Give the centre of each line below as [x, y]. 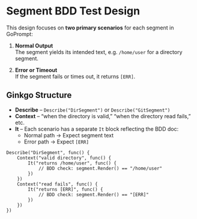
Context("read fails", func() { [57, 184]
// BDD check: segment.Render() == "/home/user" [100, 168]
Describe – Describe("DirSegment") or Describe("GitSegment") [92, 110]
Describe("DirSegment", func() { [48, 152]
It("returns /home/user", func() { [72, 163]
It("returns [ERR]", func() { [65, 189]
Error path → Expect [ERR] [56, 142]
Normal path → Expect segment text [69, 135]
